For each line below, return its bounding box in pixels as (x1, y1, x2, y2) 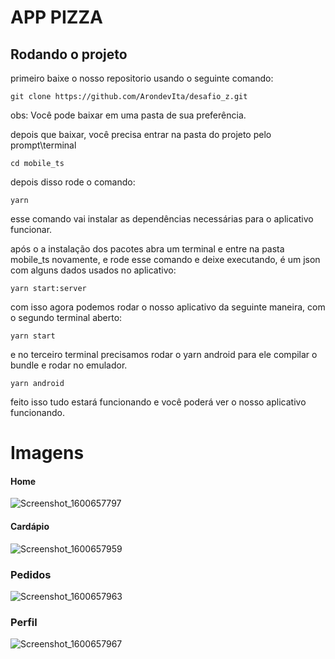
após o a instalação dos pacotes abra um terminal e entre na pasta (10, 243, 285, 255)
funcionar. (10, 224, 53, 235)
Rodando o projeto (10, 46, 128, 63)
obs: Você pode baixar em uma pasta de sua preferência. (10, 109, 247, 121)
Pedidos (10, 567, 52, 581)
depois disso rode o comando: (10, 176, 136, 188)
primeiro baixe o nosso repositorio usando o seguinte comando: (10, 72, 274, 84)
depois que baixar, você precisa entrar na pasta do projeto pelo (10, 129, 272, 140)
